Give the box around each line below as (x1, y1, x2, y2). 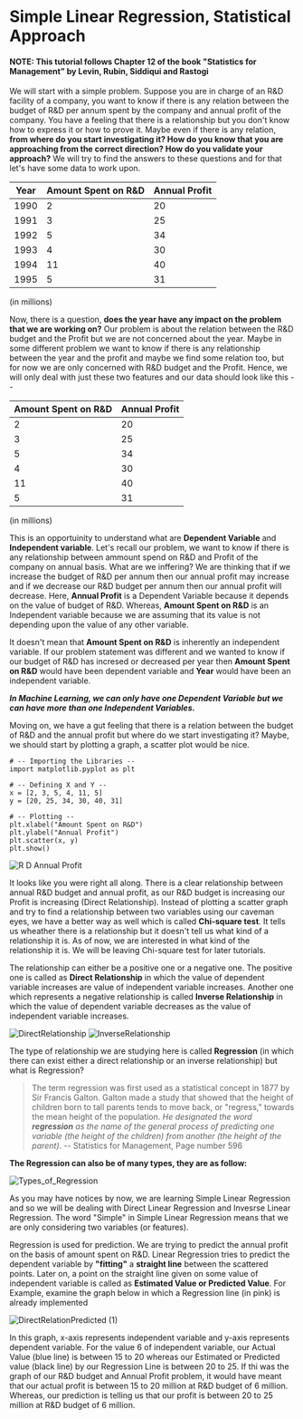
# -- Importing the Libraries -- (9, 757, 136, 767)
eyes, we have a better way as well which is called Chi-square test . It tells (9, 916, 287, 927)
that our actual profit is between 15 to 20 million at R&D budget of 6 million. (9, 1380, 289, 1392)
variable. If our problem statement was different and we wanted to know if (9, 646, 285, 658)
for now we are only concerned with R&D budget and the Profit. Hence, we (9, 362, 288, 373)
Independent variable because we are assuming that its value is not (9, 610, 260, 621)
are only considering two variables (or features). (9, 1221, 189, 1233)
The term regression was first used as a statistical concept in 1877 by (31, 1083, 290, 1094)
